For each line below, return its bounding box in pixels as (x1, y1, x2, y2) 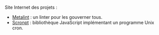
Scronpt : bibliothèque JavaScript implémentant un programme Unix (12, 20, 154, 25)
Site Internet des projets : (5, 5, 58, 10)
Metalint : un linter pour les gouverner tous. (12, 14, 103, 20)
